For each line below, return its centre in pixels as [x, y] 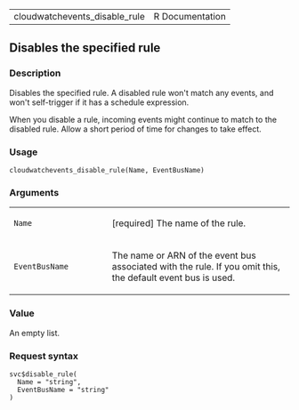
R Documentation [190, 16]
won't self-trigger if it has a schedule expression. [99, 102]
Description [35, 73]
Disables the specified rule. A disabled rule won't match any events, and [141, 92]
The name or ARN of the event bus [184, 255]
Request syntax [44, 356]
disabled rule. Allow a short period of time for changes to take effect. [136, 129]
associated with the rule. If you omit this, [196, 267]
